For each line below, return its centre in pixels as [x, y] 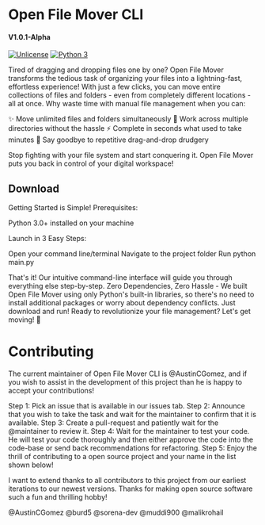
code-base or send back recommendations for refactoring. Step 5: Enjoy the [132, 448]
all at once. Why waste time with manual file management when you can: [127, 104]
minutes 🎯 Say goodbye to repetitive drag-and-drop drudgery [109, 140]
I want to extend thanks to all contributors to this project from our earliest [127, 481]
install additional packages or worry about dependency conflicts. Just [122, 303]
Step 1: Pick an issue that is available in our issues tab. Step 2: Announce [127, 406]
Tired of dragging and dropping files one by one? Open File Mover [116, 70]
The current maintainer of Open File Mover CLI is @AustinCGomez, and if [128, 374]
